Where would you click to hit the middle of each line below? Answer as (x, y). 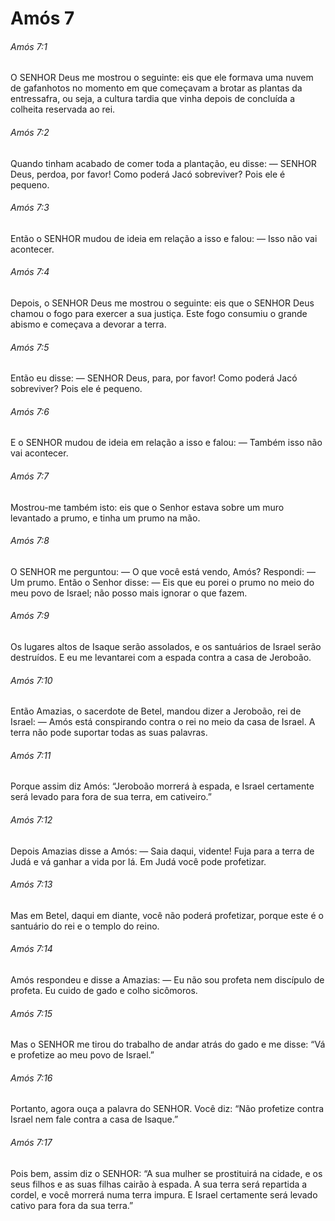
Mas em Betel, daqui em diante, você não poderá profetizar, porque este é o (167, 915)
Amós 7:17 (31, 1143)
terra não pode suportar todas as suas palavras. (109, 733)
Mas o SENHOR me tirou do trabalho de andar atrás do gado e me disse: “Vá (168, 1044)
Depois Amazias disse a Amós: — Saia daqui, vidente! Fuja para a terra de (162, 851)
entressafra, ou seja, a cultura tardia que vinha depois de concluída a (153, 99)
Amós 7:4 (30, 272)
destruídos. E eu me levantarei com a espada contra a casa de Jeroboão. (161, 658)
